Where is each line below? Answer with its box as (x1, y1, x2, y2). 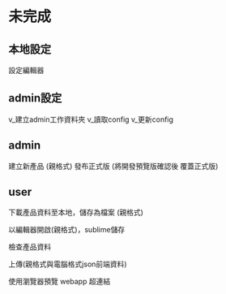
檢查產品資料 (8, 242, 51, 252)
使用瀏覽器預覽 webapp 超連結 (8, 277, 111, 287)
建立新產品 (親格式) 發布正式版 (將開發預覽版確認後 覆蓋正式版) (8, 161, 219, 171)
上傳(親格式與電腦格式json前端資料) (8, 259, 127, 269)
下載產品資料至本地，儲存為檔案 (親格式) (8, 208, 144, 218)
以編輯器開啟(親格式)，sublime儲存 (8, 225, 126, 235)
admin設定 (8, 91, 62, 106)
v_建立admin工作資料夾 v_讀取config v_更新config (8, 115, 174, 124)
